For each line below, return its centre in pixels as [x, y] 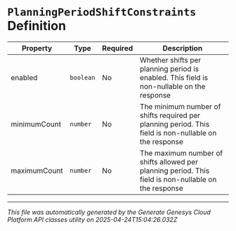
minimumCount [36, 124]
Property [37, 48]
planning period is [169, 69]
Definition [37, 26]
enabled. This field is [174, 77]
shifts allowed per [169, 161]
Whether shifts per [170, 60]
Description [183, 48]
